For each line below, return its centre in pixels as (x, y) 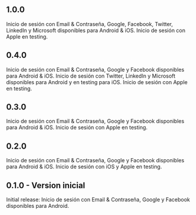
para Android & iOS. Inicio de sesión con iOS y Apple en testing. (84, 167)
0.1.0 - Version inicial (46, 185)
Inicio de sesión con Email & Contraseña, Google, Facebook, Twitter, (90, 24)
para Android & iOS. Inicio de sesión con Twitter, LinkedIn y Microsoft (91, 76)
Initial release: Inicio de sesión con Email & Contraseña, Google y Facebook (98, 200)
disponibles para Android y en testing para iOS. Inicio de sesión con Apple (97, 82)
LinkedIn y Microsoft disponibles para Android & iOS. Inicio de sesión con (96, 30)
